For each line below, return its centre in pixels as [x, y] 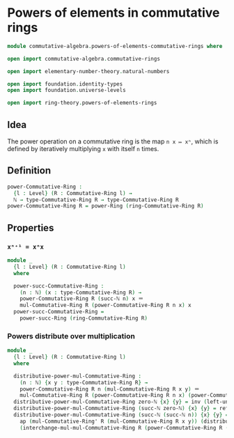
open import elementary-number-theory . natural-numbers [88, 71]
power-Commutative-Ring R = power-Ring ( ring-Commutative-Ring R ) [106, 206]
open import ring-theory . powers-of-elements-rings [82, 103]
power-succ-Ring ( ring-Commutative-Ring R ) [84, 318]
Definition [29, 171]
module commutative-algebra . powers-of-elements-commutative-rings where [115, 46]
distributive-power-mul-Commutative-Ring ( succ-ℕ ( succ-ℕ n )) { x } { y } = [121, 415]
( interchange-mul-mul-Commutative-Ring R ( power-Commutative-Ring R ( [124, 428]
